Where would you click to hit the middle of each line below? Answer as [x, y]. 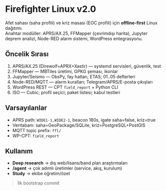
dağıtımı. [14, 28]
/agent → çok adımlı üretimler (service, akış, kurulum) [67, 168]
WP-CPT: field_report [36, 136]
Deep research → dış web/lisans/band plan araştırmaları [70, 163]
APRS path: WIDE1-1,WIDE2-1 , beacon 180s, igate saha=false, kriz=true [84, 120]
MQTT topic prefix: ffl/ [37, 130]
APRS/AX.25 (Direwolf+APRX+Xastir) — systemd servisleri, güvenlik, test [86, 66]
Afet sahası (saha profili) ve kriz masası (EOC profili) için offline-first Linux [81, 23]
